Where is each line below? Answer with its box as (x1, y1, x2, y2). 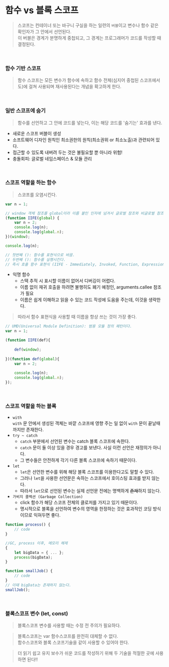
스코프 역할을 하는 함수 (5, 179, 57, 186)
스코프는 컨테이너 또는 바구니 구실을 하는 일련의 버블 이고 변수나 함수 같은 (17, 22, 159, 28)
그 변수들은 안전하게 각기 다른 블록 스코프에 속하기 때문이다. (20, 457, 137, 463)
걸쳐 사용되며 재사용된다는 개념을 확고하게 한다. (28, 84, 122, 90)
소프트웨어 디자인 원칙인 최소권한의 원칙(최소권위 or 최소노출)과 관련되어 (12, 137, 155, 143)
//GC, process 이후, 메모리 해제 (5, 540, 68, 545)
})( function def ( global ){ (5, 356, 59, 361)
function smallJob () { (5, 569, 53, 574)
